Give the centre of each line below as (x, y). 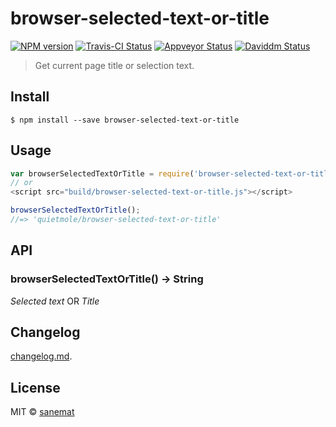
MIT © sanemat (42, 412)
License (35, 387)
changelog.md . (41, 356)
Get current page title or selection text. (114, 65)
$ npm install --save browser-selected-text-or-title (125, 120)
